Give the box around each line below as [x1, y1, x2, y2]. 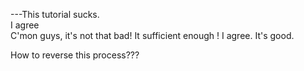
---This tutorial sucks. [10, 9, 100, 20]
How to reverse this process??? [10, 49, 140, 61]
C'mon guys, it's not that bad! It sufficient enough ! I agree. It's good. [10, 30, 295, 41]
